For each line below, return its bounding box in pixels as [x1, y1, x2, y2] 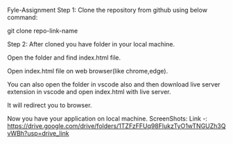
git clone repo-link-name [7, 27, 78, 35]
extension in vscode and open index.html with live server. [7, 88, 171, 96]
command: [7, 13, 38, 21]
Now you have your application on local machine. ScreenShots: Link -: [7, 114, 208, 123]
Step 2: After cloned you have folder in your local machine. [7, 40, 175, 48]
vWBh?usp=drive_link [7, 129, 69, 137]
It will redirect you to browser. [7, 101, 92, 109]
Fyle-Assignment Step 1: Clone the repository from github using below [7, 6, 208, 14]
